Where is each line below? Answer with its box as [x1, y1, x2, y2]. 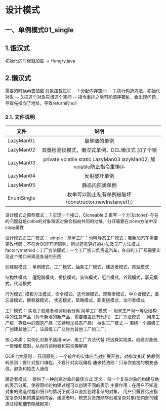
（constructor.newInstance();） [62, 198, 136, 205]
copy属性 [5, 224, 24, 230]
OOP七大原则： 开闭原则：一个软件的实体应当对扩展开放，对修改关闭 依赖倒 [5, 353, 160, 359]
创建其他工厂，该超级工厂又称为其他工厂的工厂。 [9, 326, 109, 332]
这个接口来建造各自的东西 [9, 253, 62, 259]
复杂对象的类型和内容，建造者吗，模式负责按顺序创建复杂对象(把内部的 [9, 394, 154, 400]
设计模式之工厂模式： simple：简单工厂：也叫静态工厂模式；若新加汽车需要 [5, 235, 159, 241]
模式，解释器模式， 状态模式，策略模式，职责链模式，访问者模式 [13, 297, 145, 303]
